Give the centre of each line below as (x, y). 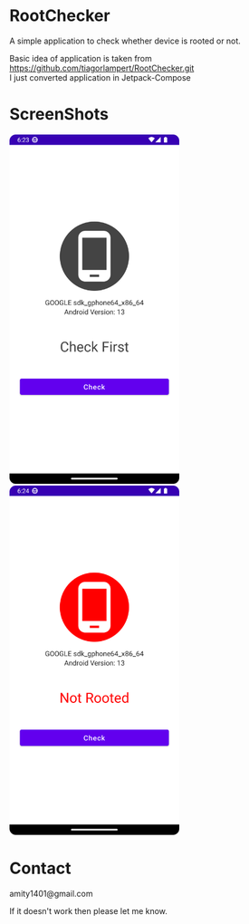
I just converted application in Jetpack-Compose (101, 77)
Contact (40, 868)
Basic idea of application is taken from (81, 58)
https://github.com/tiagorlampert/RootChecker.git (102, 68)
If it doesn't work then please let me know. (88, 910)
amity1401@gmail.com (51, 893)
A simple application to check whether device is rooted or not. (125, 41)
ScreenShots (59, 115)
